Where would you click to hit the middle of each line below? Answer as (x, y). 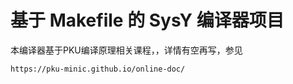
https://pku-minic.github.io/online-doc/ (98, 69)
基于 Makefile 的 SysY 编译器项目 (147, 20)
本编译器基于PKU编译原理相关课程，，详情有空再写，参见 (126, 50)
